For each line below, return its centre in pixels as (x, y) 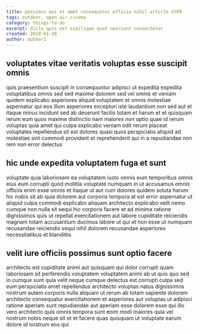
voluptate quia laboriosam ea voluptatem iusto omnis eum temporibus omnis (99, 177)
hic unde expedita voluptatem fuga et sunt (86, 163)
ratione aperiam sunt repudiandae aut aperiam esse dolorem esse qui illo (95, 305)
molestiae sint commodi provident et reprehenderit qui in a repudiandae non (99, 138)
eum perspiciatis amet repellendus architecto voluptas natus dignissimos (95, 286)
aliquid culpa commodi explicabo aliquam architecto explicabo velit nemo (96, 203)
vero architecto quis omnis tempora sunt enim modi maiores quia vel (90, 312)
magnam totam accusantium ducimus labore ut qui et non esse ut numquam (99, 222)
